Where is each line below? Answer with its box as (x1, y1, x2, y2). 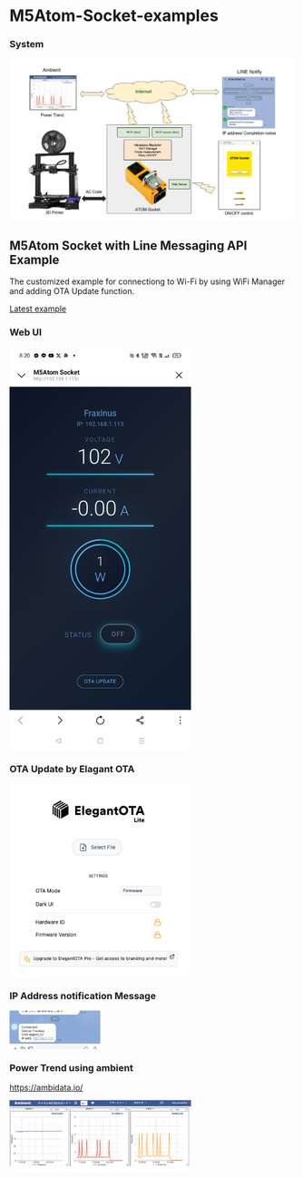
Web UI (9, 326, 43, 339)
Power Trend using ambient (9, 1061, 133, 1074)
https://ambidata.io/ (9, 1082, 83, 1094)
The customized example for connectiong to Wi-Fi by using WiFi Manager (9, 276, 286, 287)
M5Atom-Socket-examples (9, 5, 220, 26)
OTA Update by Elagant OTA (9, 763, 135, 776)
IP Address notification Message (9, 989, 157, 1002)
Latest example (9, 303, 67, 314)
